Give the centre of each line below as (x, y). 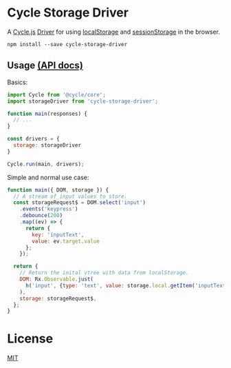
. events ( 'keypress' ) (49, 209)
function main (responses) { (47, 114)
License (30, 339)
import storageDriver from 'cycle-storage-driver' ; (82, 101)
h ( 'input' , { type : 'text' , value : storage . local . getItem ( (110, 285)
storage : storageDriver (47, 145)
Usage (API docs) (45, 66)
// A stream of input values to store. (70, 196)
